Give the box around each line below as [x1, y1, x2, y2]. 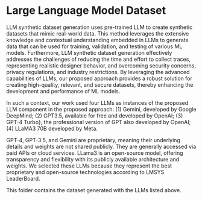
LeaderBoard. [6, 175, 40, 182]
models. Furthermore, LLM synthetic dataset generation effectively [6, 49, 172, 56]
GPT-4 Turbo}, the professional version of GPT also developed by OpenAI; [6, 118, 191, 125]
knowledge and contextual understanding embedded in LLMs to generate [6, 36, 189, 43]
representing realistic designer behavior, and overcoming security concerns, [6, 61, 196, 69]
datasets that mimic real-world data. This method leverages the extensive [6, 30, 189, 37]
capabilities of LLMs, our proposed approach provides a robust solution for [6, 75, 193, 82]
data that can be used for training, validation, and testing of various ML [6, 43, 183, 50]
